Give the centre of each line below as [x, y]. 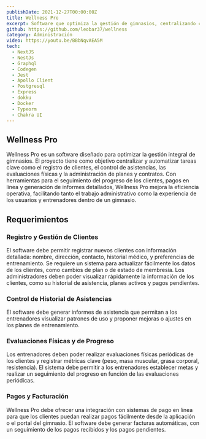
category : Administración [39, 35]
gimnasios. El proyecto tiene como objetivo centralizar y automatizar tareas [101, 161]
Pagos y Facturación [37, 397]
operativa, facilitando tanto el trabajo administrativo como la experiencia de [101, 193]
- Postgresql [29, 87]
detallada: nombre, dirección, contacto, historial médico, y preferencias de [101, 257]
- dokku [22, 98]
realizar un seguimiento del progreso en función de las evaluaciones [93, 374]
